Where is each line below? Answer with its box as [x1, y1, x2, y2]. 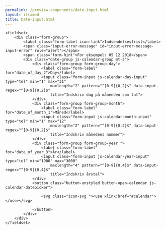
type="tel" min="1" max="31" [5, 79, 66, 84]
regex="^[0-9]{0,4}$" [5, 167, 51, 172]
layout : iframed [5, 12, 39, 17]
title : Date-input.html [5, 17, 55, 22]
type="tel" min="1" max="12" [5, 119, 66, 124]
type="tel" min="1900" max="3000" [5, 158, 78, 164]
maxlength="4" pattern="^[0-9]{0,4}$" [50, 163, 132, 168]
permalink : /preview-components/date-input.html [5, 7, 109, 13]
